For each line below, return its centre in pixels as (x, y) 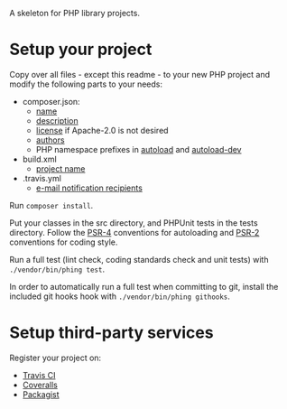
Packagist (41, 394)
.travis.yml (42, 178)
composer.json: (51, 101)
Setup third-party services (111, 333)
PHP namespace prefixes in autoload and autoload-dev (139, 149)
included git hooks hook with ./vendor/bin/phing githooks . (120, 296)
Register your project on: (56, 358)
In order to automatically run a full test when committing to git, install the (144, 286)
